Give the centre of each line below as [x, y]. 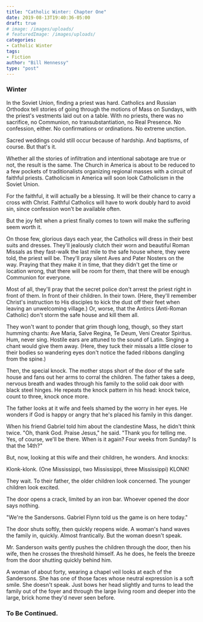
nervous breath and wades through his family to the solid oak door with [95, 383]
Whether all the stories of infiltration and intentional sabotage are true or [96, 158]
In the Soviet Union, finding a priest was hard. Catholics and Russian [91, 102]
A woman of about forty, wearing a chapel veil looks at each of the [89, 572]
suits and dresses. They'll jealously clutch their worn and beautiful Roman [98, 245]
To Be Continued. [32, 613]
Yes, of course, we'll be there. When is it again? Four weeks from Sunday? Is [101, 439]
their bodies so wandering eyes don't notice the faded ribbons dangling [95, 352]
